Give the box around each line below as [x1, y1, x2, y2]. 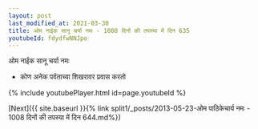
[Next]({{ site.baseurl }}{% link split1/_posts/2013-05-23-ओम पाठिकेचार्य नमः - [8, 103, 251, 113]
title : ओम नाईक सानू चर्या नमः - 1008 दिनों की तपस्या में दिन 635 [8, 26, 190, 34]
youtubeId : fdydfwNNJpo [8, 34, 88, 42]
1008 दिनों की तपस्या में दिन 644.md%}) [8, 113, 122, 123]
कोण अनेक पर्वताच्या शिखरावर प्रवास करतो [19, 72, 127, 82]
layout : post [8, 11, 52, 20]
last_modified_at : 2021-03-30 [8, 19, 110, 27]
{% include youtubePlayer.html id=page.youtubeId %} [8, 88, 187, 98]
